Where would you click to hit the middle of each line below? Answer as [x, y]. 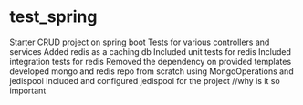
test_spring [53, 17]
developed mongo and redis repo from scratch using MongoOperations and [151, 71]
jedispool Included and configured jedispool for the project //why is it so [145, 80]
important [28, 90]
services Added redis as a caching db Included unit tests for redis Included [151, 51]
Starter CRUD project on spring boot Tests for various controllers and [140, 42]
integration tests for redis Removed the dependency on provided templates [151, 61]
